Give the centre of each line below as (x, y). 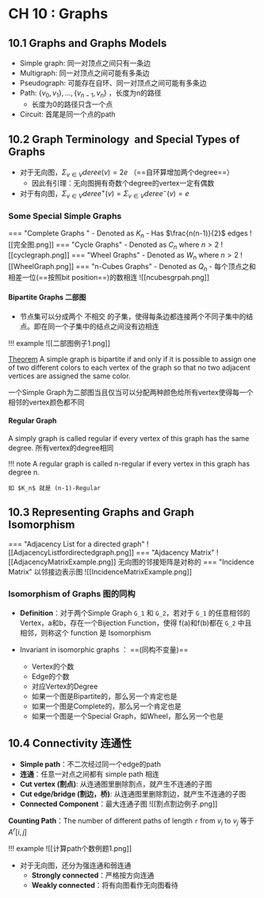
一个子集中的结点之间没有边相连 (107, 326)
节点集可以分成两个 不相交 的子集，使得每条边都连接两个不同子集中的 (133, 316)
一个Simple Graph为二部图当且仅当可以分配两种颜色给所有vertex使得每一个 (131, 392)
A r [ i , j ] (18, 831)
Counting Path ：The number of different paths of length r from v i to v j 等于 (131, 821)
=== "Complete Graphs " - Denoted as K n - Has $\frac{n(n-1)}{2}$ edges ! (130, 234)
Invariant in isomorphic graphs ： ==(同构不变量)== (104, 649)
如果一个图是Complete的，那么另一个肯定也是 (107, 706)
